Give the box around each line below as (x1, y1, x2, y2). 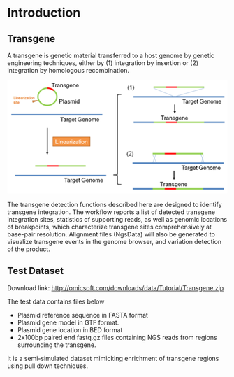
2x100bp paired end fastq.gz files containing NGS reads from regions (17, 333, 218, 341)
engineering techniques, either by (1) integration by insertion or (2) (7, 59, 199, 67)
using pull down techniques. (7, 362, 89, 370)
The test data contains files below (7, 297, 105, 306)
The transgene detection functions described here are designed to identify (7, 200, 222, 208)
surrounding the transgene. (17, 341, 96, 349)
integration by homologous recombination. (7, 66, 129, 74)
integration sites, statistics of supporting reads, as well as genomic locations (7, 215, 228, 223)
